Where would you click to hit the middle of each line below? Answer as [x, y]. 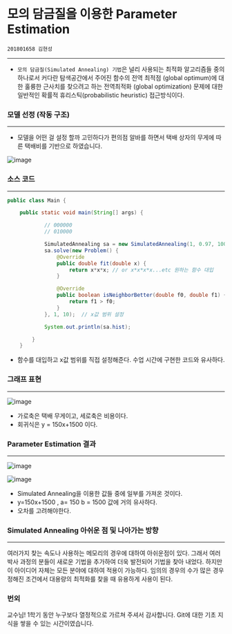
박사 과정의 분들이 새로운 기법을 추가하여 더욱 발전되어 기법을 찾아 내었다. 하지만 [115, 562]
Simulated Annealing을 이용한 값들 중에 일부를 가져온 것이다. [100, 493]
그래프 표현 [25, 379]
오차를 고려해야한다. [44, 510]
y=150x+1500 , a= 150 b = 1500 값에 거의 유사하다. [87, 502]
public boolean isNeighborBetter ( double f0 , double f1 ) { [142, 295]
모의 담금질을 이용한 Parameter [92, 14]
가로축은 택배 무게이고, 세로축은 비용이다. [72, 416]
